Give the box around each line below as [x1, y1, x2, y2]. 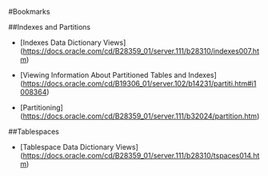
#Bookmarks [8, 7, 50, 16]
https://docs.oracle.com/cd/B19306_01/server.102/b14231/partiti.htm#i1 [22, 79, 257, 88]
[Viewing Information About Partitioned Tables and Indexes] [19, 70, 218, 79]
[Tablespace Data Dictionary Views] [19, 142, 138, 151]
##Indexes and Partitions [8, 22, 90, 31]
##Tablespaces [8, 127, 60, 136]
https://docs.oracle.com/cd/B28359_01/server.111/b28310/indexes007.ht [22, 46, 260, 55]
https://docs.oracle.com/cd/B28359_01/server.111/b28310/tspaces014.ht [22, 151, 260, 160]
